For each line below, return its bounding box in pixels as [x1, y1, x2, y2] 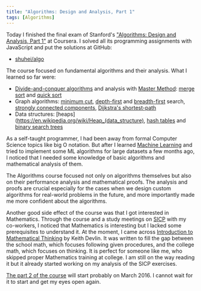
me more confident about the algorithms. [6, 197, 108, 205]
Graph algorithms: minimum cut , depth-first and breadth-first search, [14, 97, 185, 105]
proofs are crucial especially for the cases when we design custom [6, 184, 172, 192]
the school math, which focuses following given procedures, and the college [6, 241, 194, 248]
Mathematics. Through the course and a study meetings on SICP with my [6, 215, 187, 223]
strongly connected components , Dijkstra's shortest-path [14, 104, 157, 111]
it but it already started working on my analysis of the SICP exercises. [6, 260, 178, 267]
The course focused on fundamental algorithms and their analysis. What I [6, 67, 187, 74]
